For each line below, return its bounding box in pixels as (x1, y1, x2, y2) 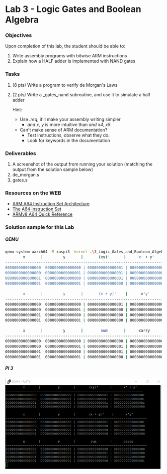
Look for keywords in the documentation (27, 137, 110, 143)
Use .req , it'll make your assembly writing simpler (19, 116, 121, 122)
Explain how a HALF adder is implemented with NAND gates (12, 58, 136, 64)
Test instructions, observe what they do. (27, 132, 110, 138)
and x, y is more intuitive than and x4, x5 (27, 121, 111, 128)
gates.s (12, 177, 28, 183)
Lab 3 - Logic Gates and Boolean (5, 3, 142, 15)
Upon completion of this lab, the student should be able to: (5, 43, 126, 49)
